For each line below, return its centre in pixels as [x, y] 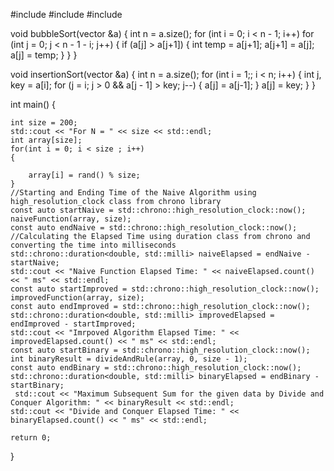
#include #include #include [66, 14]
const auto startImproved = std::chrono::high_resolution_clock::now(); [165, 289]
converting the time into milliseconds [93, 245]
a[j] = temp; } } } [44, 55]
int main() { [33, 104]
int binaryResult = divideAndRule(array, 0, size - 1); [129, 359]
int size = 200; [44, 123]
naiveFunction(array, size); [71, 219]
